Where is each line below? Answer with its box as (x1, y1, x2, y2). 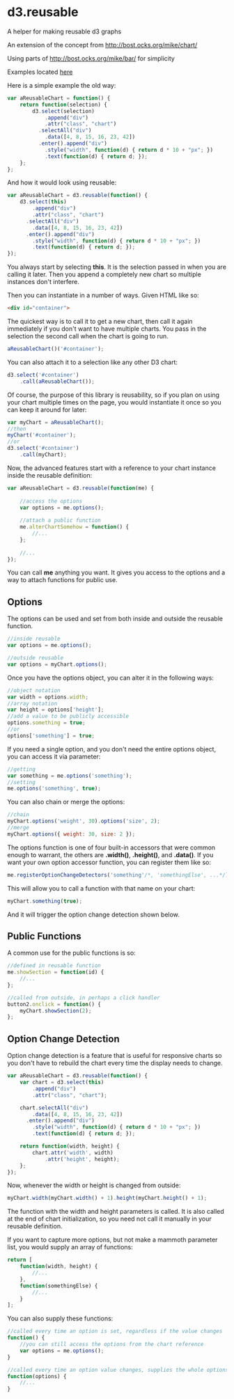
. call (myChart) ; (19, 451, 68, 458)
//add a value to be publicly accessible (7, 713, 130, 720)
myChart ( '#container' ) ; (7, 432, 77, 439)
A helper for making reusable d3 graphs (7, 27, 122, 36)
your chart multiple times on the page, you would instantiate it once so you (7, 398, 221, 406)
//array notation (7, 700, 58, 707)
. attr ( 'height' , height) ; (44, 1155, 120, 1163)
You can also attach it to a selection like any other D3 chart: (7, 358, 178, 366)
